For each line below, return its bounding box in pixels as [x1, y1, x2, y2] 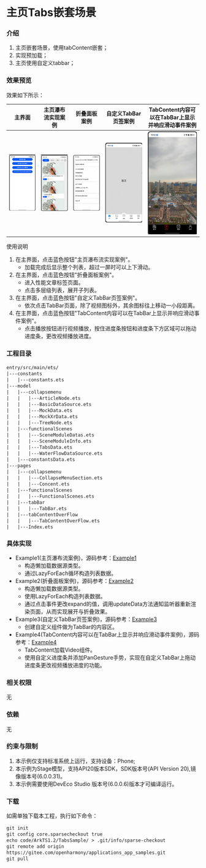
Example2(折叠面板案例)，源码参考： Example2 [15, 577, 134, 584]
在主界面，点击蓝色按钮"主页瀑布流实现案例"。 [15, 256, 134, 264]
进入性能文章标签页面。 [24, 279, 84, 286]
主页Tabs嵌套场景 [6, 6, 97, 20]
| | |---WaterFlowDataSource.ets [6, 450, 103, 457]
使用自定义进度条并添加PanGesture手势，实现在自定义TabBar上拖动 [24, 653, 196, 661]
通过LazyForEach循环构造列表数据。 [24, 569, 117, 577]
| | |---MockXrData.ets [6, 413, 78, 420]
